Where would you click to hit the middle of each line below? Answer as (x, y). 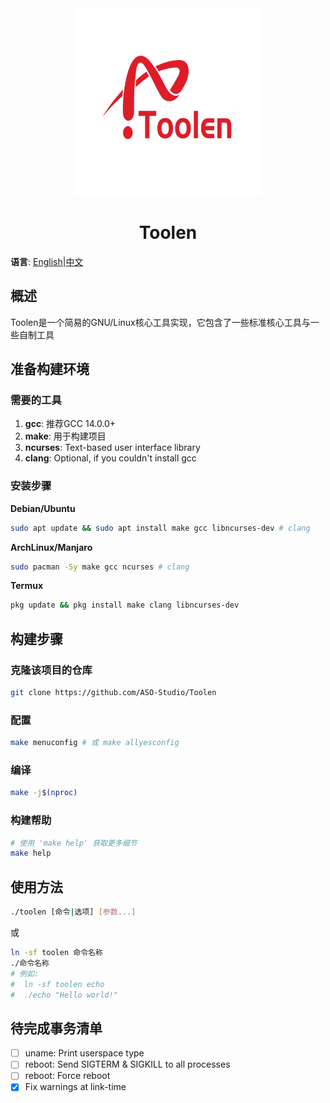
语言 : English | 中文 (47, 261)
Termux (27, 586)
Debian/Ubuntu (43, 508)
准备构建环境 (50, 369)
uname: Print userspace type (84, 1053)
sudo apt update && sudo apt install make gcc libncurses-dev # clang (160, 528)
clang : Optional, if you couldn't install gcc (110, 458)
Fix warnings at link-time (75, 1087)
